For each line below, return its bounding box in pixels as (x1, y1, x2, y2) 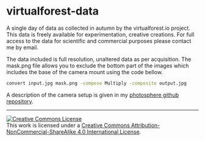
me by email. (6, 44, 38, 51)
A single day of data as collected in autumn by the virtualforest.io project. (6, 24, 191, 32)
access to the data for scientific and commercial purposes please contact (6, 37, 192, 44)
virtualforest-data (6, 4, 99, 18)
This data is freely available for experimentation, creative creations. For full (6, 30, 195, 38)
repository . (6, 97, 34, 105)
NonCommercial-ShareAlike (6, 128, 76, 135)
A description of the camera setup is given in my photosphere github (6, 91, 179, 98)
